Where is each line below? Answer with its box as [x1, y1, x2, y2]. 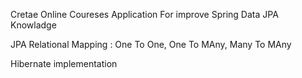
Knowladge [10, 19, 57, 31]
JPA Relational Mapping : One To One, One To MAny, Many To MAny [10, 39, 292, 50]
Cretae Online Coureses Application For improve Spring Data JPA [10, 9, 279, 20]
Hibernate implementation [10, 58, 118, 69]
